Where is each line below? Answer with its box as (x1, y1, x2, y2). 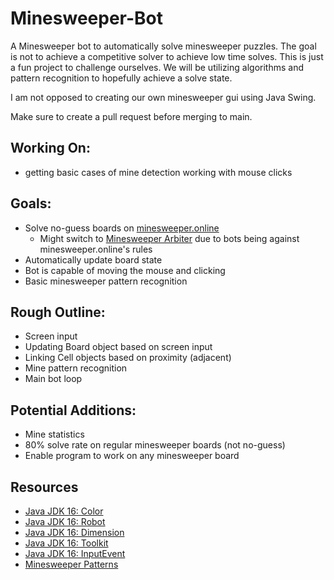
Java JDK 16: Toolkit (24, 537, 109, 549)
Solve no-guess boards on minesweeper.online (24, 222, 220, 234)
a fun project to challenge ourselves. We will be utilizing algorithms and (10, 61, 304, 73)
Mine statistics (24, 428, 85, 441)
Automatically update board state (24, 253, 163, 266)
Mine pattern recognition (24, 362, 128, 374)
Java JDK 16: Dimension (24, 527, 125, 538)
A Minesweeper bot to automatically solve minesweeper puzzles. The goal (10, 40, 317, 52)
